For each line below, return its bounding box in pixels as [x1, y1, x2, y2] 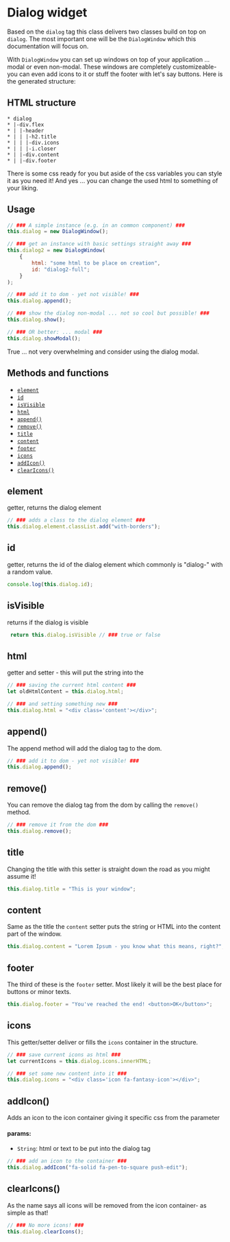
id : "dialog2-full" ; [31, 266, 90, 273]
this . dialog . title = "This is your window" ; [7, 886, 136, 892]
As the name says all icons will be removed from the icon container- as [7, 1201, 207, 1209]
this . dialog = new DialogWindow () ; [7, 228, 109, 235]
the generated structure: [7, 77, 76, 85]
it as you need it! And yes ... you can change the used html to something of [7, 176, 218, 184]
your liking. [7, 184, 39, 192]
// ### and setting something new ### [7, 701, 118, 707]
